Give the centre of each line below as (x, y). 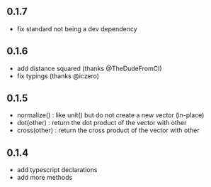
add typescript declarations (57, 170)
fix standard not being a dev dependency (77, 28)
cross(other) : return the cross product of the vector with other (108, 130)
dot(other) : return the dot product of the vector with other (102, 123)
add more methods (45, 178)
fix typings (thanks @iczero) (58, 76)
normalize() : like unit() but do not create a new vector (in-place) (110, 115)
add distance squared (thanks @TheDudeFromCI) (89, 68)
